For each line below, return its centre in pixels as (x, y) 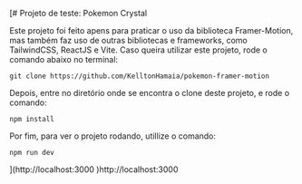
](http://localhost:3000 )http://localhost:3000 (94, 169)
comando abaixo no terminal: (64, 59)
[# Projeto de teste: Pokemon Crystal (78, 13)
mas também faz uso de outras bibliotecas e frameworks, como (128, 40)
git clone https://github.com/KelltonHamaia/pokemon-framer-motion (140, 76)
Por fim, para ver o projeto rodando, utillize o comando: (112, 136)
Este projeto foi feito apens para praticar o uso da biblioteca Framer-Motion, (151, 30)
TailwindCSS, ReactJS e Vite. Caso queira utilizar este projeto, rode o (138, 50)
